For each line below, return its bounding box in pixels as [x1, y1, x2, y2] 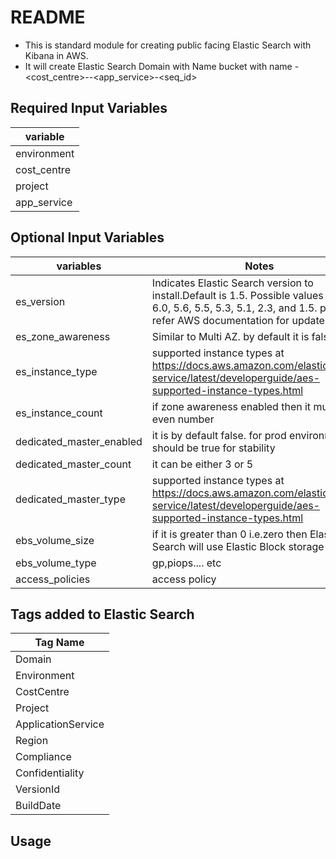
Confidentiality [15, 766, 85, 780]
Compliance [15, 750, 72, 764]
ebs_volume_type [15, 556, 97, 570]
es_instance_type [15, 364, 98, 378]
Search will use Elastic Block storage [151, 539, 325, 553]
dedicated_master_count [15, 457, 132, 471]
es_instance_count [15, 406, 103, 420]
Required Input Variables [10, 100, 168, 117]
